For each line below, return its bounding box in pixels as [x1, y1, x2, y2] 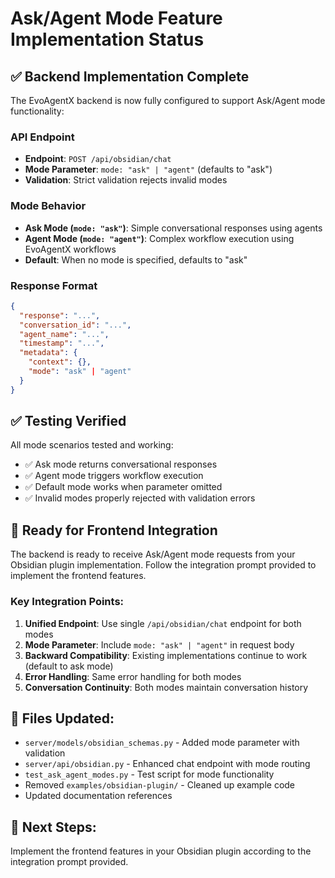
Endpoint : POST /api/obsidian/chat [24, 153, 172, 165]
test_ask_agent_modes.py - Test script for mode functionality [24, 768, 275, 781]
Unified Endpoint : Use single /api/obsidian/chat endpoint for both [24, 617, 302, 629]
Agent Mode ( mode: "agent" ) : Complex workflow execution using [24, 232, 295, 244]
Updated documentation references [24, 790, 173, 802]
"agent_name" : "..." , [19, 329, 110, 339]
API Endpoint [10, 130, 75, 144]
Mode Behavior [10, 199, 87, 213]
